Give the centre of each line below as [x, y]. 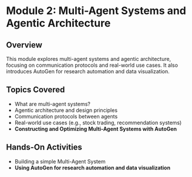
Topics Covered [36, 90]
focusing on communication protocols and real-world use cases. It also [92, 65]
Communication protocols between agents [66, 116]
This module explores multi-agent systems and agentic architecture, [89, 59]
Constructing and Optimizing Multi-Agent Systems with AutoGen [96, 129]
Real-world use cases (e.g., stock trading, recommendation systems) [98, 122]
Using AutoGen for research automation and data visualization [92, 168]
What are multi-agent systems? [53, 104]
